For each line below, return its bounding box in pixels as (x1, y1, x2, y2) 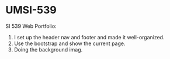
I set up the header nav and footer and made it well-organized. (13, 34, 165, 40)
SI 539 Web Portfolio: (5, 23, 57, 30)
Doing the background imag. (13, 46, 83, 53)
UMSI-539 (5, 3, 57, 17)
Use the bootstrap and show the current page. (13, 40, 126, 47)
